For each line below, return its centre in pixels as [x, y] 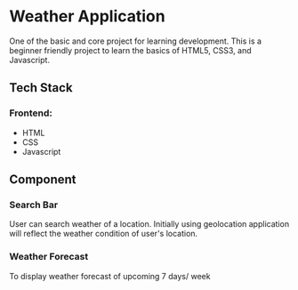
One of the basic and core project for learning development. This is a [136, 41]
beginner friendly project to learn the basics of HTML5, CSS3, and [130, 50]
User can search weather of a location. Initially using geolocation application [149, 224]
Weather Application [88, 16]
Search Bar [34, 205]
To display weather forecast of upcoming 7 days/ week [110, 276]
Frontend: [31, 113]
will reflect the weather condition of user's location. [104, 234]
